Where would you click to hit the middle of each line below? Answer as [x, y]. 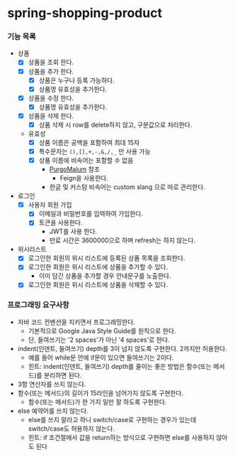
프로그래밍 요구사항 [38, 305]
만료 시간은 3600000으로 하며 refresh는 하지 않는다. [122, 240]
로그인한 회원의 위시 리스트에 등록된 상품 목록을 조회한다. [107, 258]
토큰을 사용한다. [61, 222]
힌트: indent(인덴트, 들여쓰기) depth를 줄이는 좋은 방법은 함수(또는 [120, 366]
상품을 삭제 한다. [51, 116]
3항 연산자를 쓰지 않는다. [52, 384]
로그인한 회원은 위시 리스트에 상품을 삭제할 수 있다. [98, 285]
